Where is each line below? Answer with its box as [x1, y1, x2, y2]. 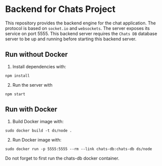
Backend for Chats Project [5, 3, 116, 15]
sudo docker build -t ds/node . [5, 128, 72, 133]
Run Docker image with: [12, 137, 62, 143]
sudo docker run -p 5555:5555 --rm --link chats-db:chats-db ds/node [5, 146, 153, 152]
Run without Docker [5, 50, 68, 59]
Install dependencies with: [12, 63, 66, 69]
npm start [5, 91, 26, 97]
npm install [5, 73, 30, 78]
